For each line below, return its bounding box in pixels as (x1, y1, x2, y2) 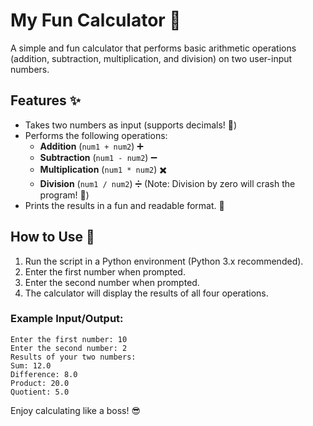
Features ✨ (10, 92, 81, 109)
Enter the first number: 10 (10, 334, 128, 344)
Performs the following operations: (24, 129, 168, 141)
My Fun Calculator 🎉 (10, 9, 182, 32)
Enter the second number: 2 (10, 343, 128, 353)
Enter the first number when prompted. (24, 265, 186, 278)
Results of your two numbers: (10, 352, 137, 362)
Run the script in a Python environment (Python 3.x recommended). (24, 255, 304, 267)
